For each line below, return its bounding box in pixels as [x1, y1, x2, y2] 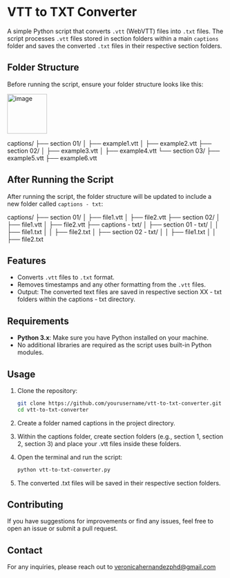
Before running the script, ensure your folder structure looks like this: [7, 80, 204, 88]
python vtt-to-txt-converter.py [17, 466, 111, 473]
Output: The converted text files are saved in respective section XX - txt [17, 288, 222, 296]
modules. [17, 348, 44, 356]
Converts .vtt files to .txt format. [17, 273, 115, 282]
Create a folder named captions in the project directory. [17, 418, 176, 427]
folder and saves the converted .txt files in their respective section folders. [7, 41, 222, 50]
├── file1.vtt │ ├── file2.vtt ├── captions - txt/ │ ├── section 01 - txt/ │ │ [7, 220, 219, 229]
